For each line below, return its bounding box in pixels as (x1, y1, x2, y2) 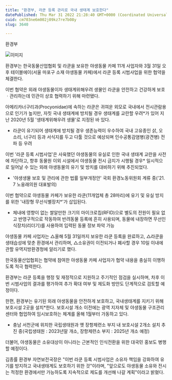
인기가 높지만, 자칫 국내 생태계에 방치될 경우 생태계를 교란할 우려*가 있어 (14, 110, 159, 116)
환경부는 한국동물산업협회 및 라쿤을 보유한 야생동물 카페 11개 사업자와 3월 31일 (5, 63, 161, 69)
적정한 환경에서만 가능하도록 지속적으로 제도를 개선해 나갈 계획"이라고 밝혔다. (10, 369, 165, 375)
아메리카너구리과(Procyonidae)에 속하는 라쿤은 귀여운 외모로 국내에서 (5, 104, 145, 110)
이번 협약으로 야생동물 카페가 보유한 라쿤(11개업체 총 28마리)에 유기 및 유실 (5, 192, 155, 198)
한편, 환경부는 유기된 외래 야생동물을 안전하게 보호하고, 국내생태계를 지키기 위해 (5, 298, 164, 304)
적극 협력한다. (14, 264, 42, 270)
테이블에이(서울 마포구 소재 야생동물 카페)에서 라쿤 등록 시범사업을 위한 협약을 (10, 69, 166, 75)
